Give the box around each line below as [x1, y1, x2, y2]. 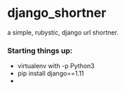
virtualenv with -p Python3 [17, 62, 95, 70]
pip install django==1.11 [17, 69, 84, 78]
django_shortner [7, 5, 107, 21]
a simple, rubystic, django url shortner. [7, 28, 119, 37]
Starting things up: [7, 46, 73, 56]
